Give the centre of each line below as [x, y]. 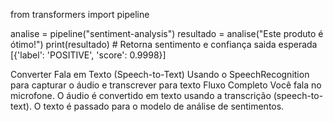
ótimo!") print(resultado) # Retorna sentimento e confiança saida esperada [164, 44]
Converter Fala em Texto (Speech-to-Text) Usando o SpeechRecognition [160, 74]
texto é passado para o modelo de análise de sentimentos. [164, 106]
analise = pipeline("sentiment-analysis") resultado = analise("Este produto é [167, 33]
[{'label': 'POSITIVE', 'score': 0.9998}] [88, 55]
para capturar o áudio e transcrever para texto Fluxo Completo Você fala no [166, 85]
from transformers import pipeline [80, 14]
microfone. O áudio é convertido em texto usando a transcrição [141, 95]
